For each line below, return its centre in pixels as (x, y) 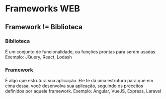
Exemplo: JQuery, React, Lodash (39, 57)
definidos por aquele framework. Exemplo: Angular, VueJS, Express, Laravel (83, 91)
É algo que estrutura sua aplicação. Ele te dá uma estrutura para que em (79, 81)
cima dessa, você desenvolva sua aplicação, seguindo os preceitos (74, 86)
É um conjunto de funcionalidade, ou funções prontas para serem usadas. (81, 51)
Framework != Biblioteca (44, 27)
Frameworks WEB (43, 9)
